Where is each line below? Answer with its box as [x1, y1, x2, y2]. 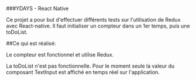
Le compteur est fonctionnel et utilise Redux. [6, 51, 114, 58]
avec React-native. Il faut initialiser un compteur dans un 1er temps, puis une [6, 23, 190, 29]
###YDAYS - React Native [6, 5, 69, 12]
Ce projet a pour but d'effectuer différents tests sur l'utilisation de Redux [6, 16, 181, 23]
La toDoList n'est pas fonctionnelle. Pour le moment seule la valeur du [6, 62, 175, 69]
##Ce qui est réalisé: [6, 40, 56, 47]
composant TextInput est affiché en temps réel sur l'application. [6, 69, 160, 75]
